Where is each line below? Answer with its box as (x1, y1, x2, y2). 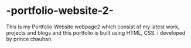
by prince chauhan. (6, 35, 53, 42)
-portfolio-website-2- (6, 4, 114, 17)
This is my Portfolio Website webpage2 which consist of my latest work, (6, 23, 180, 30)
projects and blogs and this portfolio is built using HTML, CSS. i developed (6, 29, 186, 36)
